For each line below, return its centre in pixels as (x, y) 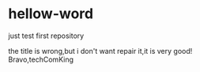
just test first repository (46, 36)
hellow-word (51, 14)
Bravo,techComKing (41, 59)
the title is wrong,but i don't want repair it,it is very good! (100, 51)
